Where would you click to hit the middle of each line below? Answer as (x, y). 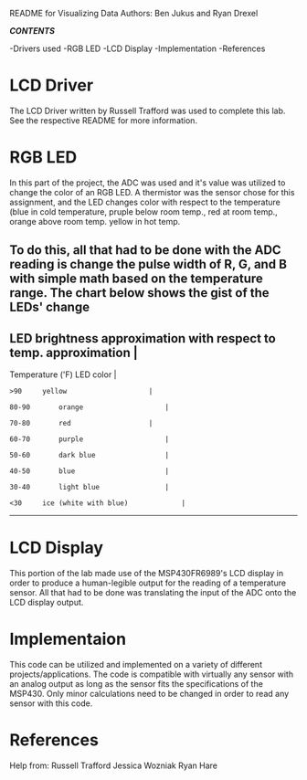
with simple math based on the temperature (136, 279)
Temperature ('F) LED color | (63, 374)
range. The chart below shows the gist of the (139, 293)
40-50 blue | (90, 471)
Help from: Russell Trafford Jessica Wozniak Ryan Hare (113, 765)
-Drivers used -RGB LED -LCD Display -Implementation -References (138, 48)
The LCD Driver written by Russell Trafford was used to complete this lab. (148, 111)
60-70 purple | (90, 439)
